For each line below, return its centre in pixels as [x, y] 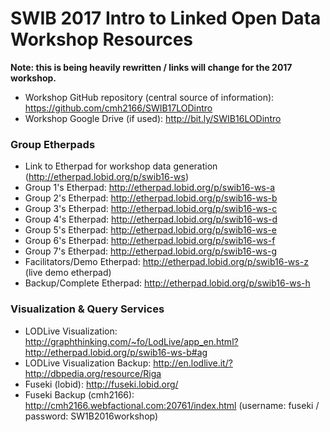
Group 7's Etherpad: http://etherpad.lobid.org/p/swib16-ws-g [150, 251]
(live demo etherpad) [68, 273]
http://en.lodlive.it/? [193, 363]
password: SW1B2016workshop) [91, 416]
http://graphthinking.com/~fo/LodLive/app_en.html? [131, 341]
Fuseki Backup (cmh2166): [79, 394]
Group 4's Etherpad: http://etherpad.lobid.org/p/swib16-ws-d [151, 219]
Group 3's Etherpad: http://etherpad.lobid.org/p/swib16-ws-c [151, 209]
